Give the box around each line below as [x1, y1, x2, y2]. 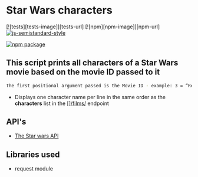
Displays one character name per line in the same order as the [14, 93, 166, 100]
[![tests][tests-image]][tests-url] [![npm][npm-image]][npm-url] [6, 23, 160, 30]
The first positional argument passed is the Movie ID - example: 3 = [6, 83, 183, 88]
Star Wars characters [6, 4, 113, 17]
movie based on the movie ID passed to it [6, 67, 160, 77]
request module [14, 165, 53, 172]
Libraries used [6, 149, 60, 159]
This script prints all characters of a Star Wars [6, 58, 179, 68]
